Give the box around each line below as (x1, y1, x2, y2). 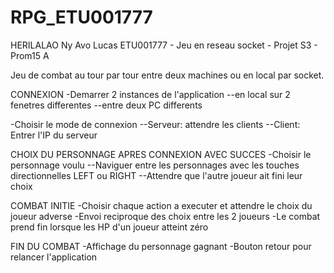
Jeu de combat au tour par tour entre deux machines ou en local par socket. (10, 69, 325, 81)
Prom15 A (10, 49, 50, 61)
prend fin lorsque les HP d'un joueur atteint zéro (10, 221, 209, 233)
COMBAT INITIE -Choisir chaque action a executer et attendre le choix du (10, 199, 313, 211)
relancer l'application (10, 251, 98, 263)
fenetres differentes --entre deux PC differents (10, 99, 203, 111)
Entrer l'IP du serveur (10, 129, 98, 141)
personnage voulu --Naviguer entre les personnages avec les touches (10, 159, 300, 171)
